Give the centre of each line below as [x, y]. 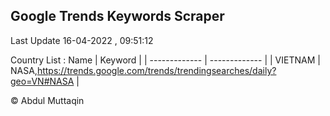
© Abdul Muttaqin [47, 100]
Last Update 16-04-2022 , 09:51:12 [82, 40]
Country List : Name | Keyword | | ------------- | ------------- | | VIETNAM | [165, 60]
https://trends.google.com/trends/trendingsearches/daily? [156, 70]
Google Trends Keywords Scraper [117, 16]
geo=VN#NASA [42, 81]
